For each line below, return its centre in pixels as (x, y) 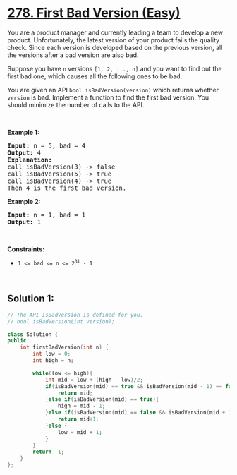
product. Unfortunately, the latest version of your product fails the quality (114, 40)
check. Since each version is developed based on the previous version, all (115, 47)
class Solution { (33, 334)
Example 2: (24, 201)
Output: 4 (24, 152)
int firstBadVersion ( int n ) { (65, 347)
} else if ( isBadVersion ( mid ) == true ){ (102, 399)
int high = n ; (53, 361)
